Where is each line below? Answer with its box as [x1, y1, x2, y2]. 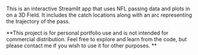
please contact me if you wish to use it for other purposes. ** [6, 42, 157, 49]
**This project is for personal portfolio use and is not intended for [6, 29, 169, 36]
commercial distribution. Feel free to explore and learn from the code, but [6, 36, 187, 42]
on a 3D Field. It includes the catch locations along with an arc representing [6, 11, 193, 19]
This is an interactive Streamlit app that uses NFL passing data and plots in [6, 5, 190, 12]
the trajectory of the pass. [6, 18, 71, 25]
